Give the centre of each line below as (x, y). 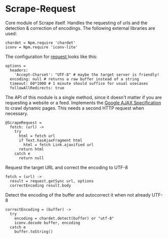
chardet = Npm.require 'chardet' (40, 43)
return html (31, 149)
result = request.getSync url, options (52, 181)
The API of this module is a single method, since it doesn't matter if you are (83, 97)
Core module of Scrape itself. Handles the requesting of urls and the (76, 23)
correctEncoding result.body (40, 185)
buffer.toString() (34, 231)
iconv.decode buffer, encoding (47, 223)
